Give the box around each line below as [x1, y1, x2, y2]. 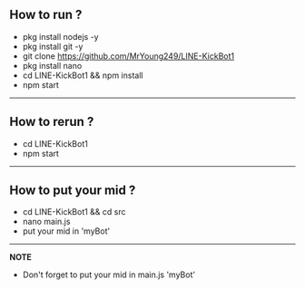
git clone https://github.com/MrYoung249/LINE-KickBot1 [22, 50, 234, 62]
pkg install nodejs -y [22, 31, 99, 42]
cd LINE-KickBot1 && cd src [22, 207, 126, 217]
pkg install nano [22, 60, 83, 71]
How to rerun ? [9, 114, 94, 130]
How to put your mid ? [9, 183, 136, 198]
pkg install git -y [22, 41, 84, 52]
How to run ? [9, 7, 83, 23]
